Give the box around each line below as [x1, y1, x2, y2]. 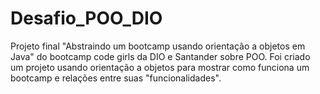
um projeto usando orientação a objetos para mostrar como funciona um [10, 61, 310, 73]
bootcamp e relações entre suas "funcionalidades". [10, 72, 222, 84]
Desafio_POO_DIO [10, 7, 163, 30]
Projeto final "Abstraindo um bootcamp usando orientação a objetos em [10, 40, 306, 52]
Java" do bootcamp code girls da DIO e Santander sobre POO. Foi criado [10, 50, 311, 62]
